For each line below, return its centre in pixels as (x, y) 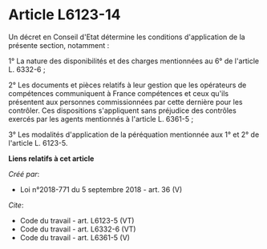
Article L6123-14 (65, 15)
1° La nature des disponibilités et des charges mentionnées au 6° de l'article (134, 61)
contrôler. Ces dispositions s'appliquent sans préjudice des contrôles (122, 110)
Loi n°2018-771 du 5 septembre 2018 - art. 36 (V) (101, 189)
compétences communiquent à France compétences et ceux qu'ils (119, 93)
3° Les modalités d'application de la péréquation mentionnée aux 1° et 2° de (134, 135)
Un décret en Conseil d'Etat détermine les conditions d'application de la (127, 37)
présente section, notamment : (59, 45)
